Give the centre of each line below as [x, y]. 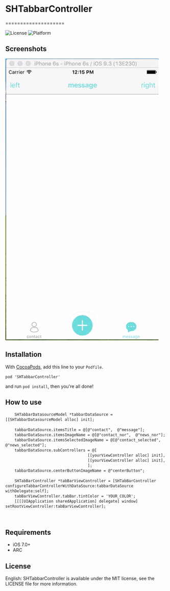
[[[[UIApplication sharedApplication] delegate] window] [76, 501]
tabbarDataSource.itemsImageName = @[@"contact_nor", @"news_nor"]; [90, 435]
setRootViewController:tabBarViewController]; [56, 507]
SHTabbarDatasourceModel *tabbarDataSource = [64, 415]
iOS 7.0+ [21, 545]
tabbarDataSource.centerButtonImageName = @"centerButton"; [80, 471]
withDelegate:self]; [27, 491]
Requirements [28, 532]
